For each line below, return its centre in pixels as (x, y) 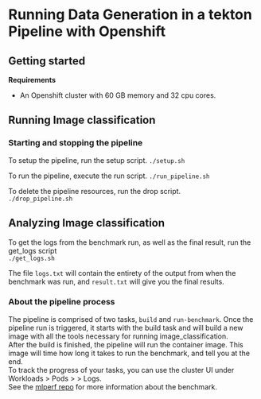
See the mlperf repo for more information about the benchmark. (113, 386)
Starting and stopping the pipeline (76, 143)
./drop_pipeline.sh (41, 199)
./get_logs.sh (32, 258)
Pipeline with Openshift (87, 31)
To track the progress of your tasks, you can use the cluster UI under (121, 370)
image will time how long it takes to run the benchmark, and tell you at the (129, 353)
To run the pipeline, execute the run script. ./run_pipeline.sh (109, 176)
